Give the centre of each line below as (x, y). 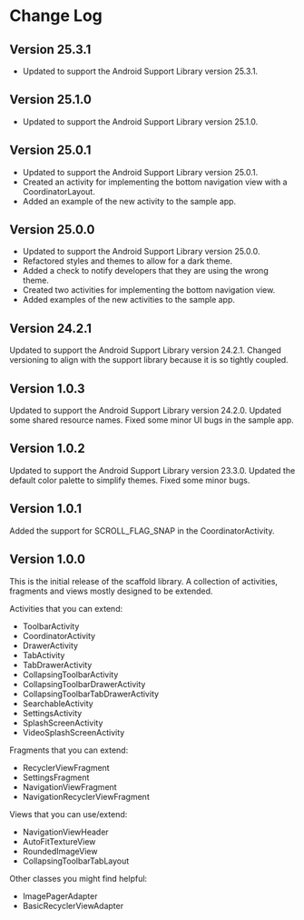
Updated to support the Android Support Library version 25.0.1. (140, 172)
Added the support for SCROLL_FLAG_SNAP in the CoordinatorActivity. (142, 530)
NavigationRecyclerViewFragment (86, 796)
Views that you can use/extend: (69, 814)
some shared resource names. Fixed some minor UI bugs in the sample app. (152, 420)
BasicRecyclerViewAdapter (73, 905)
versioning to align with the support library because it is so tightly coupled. (149, 360)
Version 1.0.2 (48, 449)
